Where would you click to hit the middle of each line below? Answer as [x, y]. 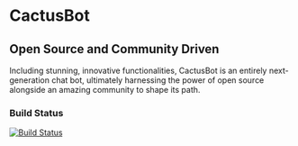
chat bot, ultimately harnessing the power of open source [158, 80]
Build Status [36, 113]
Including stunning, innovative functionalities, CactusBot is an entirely [138, 70]
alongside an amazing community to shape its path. [105, 90]
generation [29, 80]
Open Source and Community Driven [114, 49]
